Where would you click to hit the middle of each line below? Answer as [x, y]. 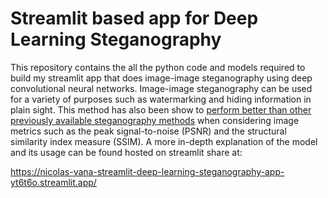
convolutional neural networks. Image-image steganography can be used [161, 88]
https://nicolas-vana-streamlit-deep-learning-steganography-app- [147, 171]
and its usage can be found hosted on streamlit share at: [126, 152]
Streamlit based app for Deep [134, 18]
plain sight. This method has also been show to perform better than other [161, 109]
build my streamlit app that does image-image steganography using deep [161, 78]
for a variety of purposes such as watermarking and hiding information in [161, 99]
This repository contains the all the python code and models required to [158, 67]
